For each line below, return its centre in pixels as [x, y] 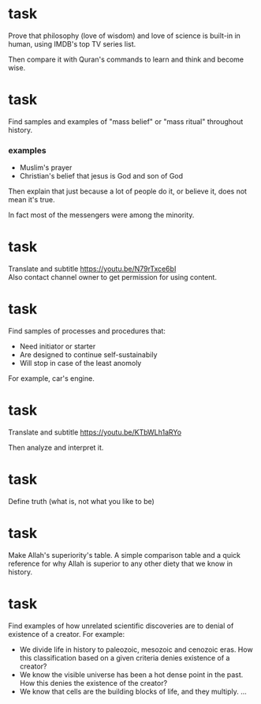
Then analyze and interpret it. [56, 447]
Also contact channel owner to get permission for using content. [112, 277]
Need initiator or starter [58, 346]
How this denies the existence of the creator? [93, 683]
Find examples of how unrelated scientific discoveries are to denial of [121, 626]
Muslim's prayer [46, 168]
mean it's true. [32, 200]
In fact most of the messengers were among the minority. [101, 215]
